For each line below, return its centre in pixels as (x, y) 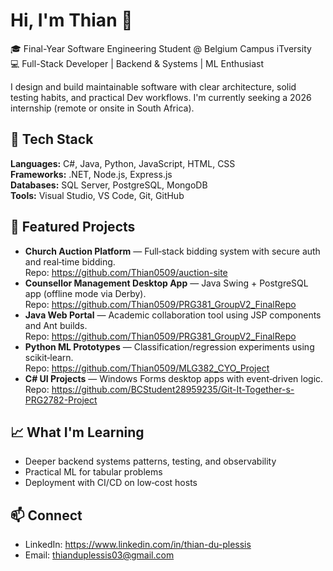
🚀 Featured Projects (73, 227)
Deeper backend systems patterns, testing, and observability (150, 461)
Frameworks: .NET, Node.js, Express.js (91, 174)
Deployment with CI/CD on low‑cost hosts (111, 483)
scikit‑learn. (49, 357)
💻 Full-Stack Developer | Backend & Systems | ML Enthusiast (137, 63)
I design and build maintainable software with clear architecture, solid (153, 86)
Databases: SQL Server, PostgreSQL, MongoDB (109, 185)
